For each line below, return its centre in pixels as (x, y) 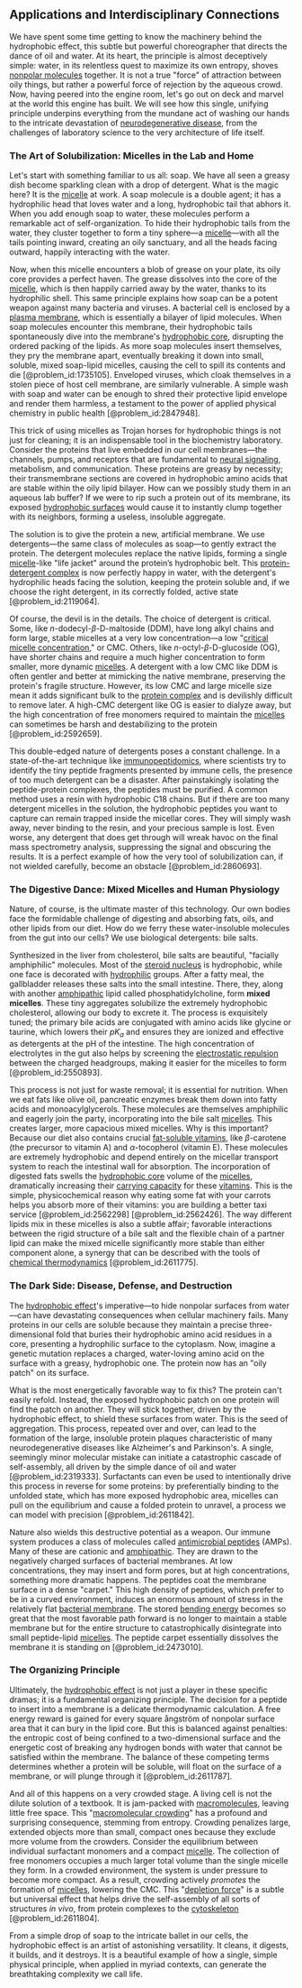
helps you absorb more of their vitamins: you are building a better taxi (138, 1205)
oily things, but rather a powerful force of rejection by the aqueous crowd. (146, 84)
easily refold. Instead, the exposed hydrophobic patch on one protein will (144, 1399)
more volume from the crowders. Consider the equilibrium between (134, 1841)
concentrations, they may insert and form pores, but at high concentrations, (150, 1570)
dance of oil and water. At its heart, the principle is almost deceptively (138, 55)
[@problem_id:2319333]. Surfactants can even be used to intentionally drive (151, 1476)
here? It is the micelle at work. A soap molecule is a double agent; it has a (145, 195)
